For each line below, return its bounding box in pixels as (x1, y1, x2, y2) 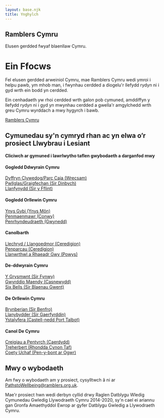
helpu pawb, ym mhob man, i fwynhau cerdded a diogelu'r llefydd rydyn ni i (5, 82, 160, 88)
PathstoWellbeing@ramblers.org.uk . (5, 382, 78, 388)
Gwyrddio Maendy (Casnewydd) (5, 279, 72, 285)
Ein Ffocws (5, 60, 51, 72)
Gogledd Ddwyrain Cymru (5, 164, 60, 170)
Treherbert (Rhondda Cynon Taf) (5, 344, 72, 350)
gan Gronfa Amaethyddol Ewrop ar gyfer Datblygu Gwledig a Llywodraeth (5, 402, 155, 408)
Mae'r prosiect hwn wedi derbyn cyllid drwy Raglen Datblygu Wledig (5, 392, 145, 398)
